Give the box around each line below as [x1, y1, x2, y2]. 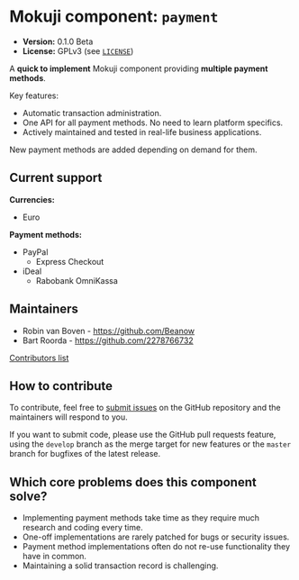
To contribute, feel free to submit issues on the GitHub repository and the [9, 403, 281, 413]
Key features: [9, 90, 59, 101]
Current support [9, 170, 103, 186]
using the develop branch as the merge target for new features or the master [9, 439, 291, 449]
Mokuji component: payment [9, 6, 219, 27]
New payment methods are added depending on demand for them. [9, 144, 258, 155]
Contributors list [9, 352, 69, 363]
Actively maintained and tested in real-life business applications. [22, 126, 262, 137]
